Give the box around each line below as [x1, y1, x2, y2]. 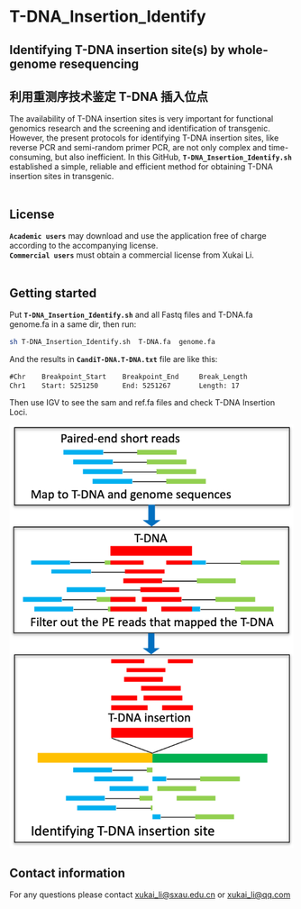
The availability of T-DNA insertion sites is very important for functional [9, 114, 274, 124]
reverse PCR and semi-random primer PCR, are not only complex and [9, 142, 268, 153]
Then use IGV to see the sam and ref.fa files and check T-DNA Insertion [9, 396, 276, 407]
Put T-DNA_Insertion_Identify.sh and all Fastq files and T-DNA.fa [9, 309, 254, 321]
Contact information [9, 865, 126, 880]
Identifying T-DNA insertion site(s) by [9, 42, 225, 58]
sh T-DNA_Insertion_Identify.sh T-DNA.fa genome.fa [9, 338, 216, 347]
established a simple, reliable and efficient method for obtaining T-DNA [9, 161, 273, 172]
